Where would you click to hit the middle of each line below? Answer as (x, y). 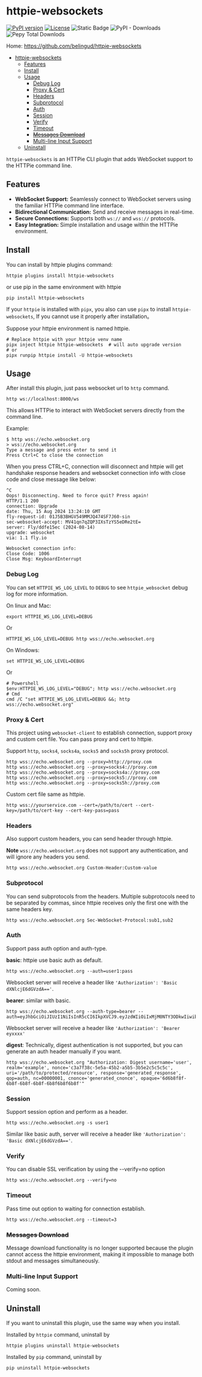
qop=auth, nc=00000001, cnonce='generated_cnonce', (72, 1078)
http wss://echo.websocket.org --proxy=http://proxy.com (79, 762)
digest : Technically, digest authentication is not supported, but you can (95, 1045)
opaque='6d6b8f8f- (164, 1078)
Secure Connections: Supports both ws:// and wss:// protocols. (95, 218)
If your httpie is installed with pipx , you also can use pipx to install (89, 309)
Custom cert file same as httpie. (46, 794)
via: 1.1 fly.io (26, 538)
